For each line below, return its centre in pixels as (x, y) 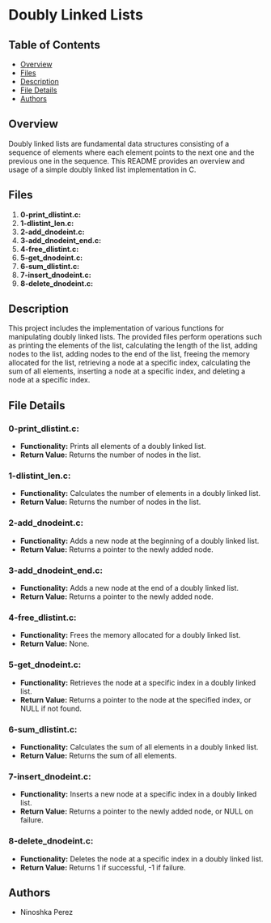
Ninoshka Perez (47, 912)
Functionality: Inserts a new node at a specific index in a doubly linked (138, 794)
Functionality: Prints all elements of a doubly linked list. (113, 447)
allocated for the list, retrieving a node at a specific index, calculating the (129, 363)
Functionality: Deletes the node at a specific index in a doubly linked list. (142, 859)
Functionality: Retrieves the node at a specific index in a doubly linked (138, 682)
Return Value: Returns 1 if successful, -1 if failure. (103, 867)
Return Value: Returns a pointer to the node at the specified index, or (135, 699)
